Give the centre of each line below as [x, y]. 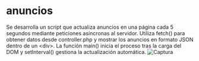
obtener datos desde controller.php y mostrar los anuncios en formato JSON [100, 39]
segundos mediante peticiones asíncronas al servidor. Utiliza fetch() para [96, 33]
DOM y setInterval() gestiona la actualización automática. [76, 52]
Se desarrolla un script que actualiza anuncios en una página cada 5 [90, 27]
